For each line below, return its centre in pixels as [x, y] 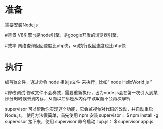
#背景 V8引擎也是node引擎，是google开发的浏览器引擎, [62, 35]
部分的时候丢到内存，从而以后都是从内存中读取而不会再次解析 [68, 98]
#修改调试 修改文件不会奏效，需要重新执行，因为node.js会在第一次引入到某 [81, 92]
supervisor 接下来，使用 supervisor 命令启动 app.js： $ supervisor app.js [79, 121]
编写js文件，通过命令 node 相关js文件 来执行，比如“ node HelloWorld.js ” [79, 82]
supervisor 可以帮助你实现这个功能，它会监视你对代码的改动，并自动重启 [79, 109]
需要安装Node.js [22, 25]
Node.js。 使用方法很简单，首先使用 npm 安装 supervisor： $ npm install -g [82, 115]
